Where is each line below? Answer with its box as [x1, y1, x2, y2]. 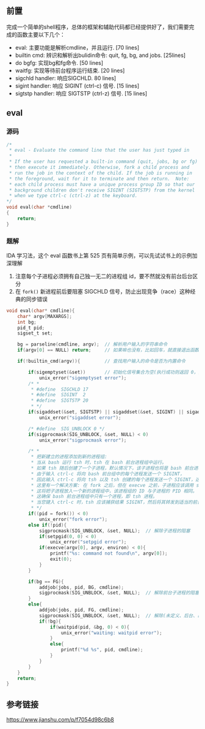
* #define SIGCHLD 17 [31, 386, 88, 393]
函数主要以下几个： [16, 31, 65, 38]
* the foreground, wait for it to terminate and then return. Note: [9, 176, 190, 182]
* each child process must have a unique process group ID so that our [9, 181, 195, 188]
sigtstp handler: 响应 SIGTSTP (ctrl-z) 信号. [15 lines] [15, 89, 148, 97]
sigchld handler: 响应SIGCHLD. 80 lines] [15, 74, 117, 81]
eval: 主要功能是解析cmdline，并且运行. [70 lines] [15, 43, 140, 51]
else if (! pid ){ [28, 522, 67, 528]
